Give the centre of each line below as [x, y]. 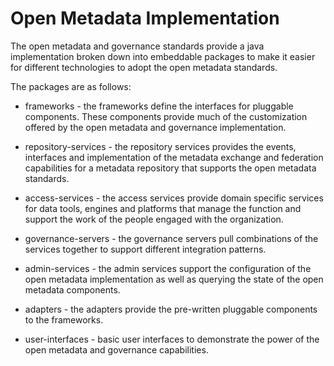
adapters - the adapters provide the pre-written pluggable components [171, 309]
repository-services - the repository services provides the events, [160, 146]
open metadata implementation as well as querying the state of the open [174, 279]
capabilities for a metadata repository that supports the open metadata [170, 168]
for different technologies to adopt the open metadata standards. [144, 67]
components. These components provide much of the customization [166, 116]
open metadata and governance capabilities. [116, 349]
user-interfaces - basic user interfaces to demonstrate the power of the [172, 339]
